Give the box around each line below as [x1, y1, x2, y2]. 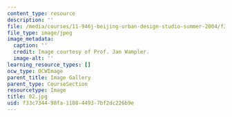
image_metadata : [7, 36, 54, 43]
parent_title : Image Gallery [7, 74, 91, 81]
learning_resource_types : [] [7, 61, 91, 68]
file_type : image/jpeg [7, 29, 72, 36]
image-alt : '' [13, 55, 54, 62]
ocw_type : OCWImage [7, 67, 64, 74]
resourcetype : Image [7, 87, 67, 94]
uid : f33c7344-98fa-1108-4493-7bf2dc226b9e [7, 100, 135, 107]
